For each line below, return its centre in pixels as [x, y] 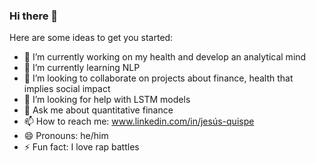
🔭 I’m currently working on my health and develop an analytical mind [165, 57]
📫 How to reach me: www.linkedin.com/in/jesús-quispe [139, 121]
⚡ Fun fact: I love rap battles [81, 147]
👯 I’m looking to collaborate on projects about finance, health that [158, 78]
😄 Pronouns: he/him [66, 136]
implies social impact [67, 89]
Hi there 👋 [34, 16]
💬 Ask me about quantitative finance [98, 110]
